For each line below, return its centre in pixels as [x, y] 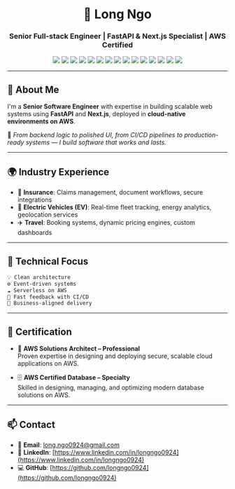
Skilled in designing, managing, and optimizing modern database [111, 387]
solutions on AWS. [44, 395]
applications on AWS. [48, 364]
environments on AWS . [41, 121]
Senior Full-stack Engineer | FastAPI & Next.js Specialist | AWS [117, 36]
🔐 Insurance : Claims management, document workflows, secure [110, 193]
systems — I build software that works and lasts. [96, 142]
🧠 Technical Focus [48, 261]
